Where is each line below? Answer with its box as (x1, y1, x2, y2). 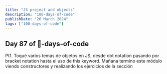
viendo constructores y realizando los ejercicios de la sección (5, 63, 133, 70)
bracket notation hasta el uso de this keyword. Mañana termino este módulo (5, 58, 162, 64)
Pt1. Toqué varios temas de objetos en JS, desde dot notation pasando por (5, 53, 159, 59)
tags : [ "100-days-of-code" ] (5, 21, 64, 26)
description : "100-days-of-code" (5, 12, 75, 17)
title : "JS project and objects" (5, 7, 75, 12)
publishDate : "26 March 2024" (5, 16, 69, 21)
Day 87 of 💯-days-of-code (5, 39, 89, 48)
